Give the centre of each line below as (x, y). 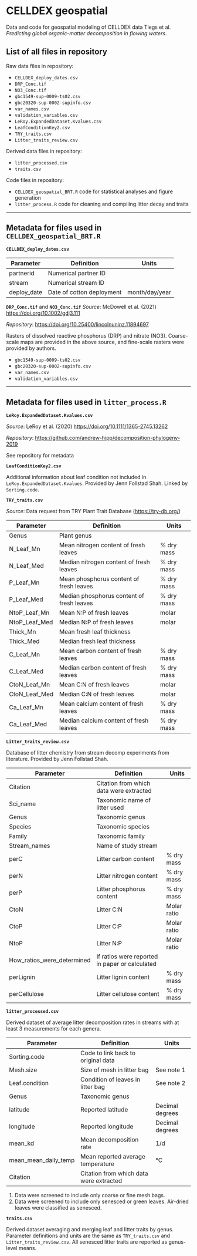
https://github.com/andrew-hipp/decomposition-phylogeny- (108, 438)
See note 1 (170, 1070)
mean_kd (21, 1143)
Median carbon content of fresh (103, 668)
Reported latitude (104, 1110)
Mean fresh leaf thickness (95, 632)
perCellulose (26, 994)
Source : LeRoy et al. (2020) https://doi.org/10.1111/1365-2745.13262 (87, 426)
